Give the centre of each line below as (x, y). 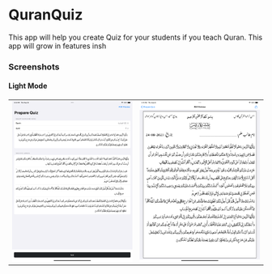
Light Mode (28, 86)
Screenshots (34, 66)
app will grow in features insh (57, 45)
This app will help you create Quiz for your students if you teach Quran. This (136, 37)
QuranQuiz (46, 15)
